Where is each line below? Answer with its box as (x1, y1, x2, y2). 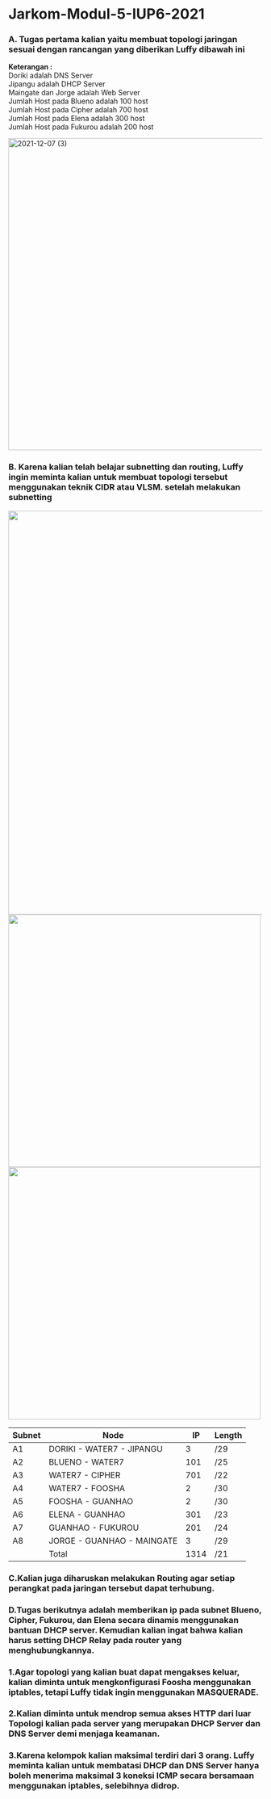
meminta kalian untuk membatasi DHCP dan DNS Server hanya (8, 1760, 260, 1772)
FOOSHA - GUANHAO (48, 1495, 134, 1507)
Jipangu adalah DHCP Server (8, 79, 106, 89)
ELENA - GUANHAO (48, 1508, 126, 1519)
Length (214, 1429, 243, 1440)
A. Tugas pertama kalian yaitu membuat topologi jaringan (8, 34, 238, 45)
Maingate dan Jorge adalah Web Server (8, 88, 141, 98)
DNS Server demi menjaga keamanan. (8, 1728, 161, 1739)
